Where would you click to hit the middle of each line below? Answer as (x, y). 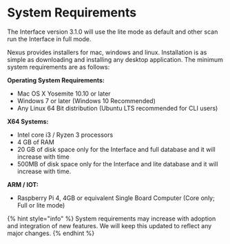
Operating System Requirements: (56, 80)
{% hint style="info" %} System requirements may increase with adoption (112, 219)
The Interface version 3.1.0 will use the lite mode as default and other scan (113, 32)
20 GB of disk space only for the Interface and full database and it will (116, 149)
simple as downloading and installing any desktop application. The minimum (115, 59)
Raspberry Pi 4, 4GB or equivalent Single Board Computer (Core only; (116, 198)
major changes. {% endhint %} (51, 233)
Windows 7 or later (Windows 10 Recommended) (86, 100)
